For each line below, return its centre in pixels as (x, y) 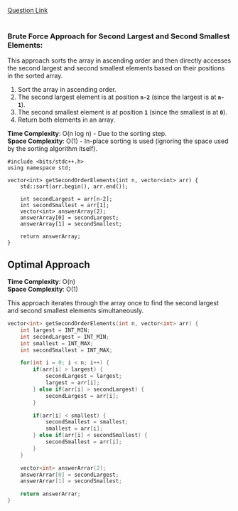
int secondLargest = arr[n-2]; (66, 199)
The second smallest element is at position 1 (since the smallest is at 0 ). (122, 112)
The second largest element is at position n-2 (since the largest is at (117, 97)
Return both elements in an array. (66, 120)
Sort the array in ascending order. (67, 90)
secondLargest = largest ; (83, 376)
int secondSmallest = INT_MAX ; (66, 350)
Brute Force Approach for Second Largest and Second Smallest (119, 36)
